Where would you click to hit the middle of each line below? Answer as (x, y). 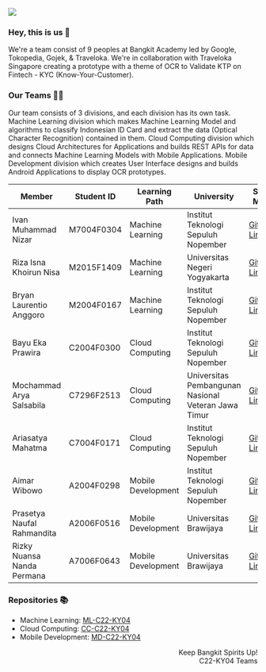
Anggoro (28, 315)
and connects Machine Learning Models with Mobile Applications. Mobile (128, 155)
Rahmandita (34, 533)
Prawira (27, 352)
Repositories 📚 (38, 600)
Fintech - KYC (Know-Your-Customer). (71, 75)
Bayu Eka (30, 343)
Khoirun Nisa (36, 272)
